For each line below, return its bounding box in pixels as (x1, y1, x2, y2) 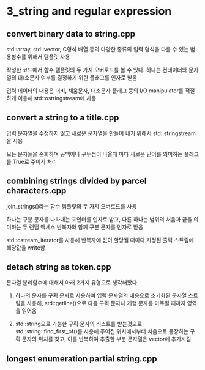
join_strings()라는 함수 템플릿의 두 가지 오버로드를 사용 (6, 202, 137, 210)
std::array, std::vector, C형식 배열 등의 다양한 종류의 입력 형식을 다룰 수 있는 (6, 46, 189, 53)
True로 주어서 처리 (12, 158, 57, 165)
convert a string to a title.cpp (6, 113, 119, 123)
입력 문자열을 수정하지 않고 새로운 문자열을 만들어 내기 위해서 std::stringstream (6, 130, 196, 137)
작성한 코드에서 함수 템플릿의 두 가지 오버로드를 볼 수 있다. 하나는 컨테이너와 (6, 66, 188, 73)
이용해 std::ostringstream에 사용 (17, 95, 97, 102)
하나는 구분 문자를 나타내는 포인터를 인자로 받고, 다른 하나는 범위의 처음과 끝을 (6, 215, 193, 223)
